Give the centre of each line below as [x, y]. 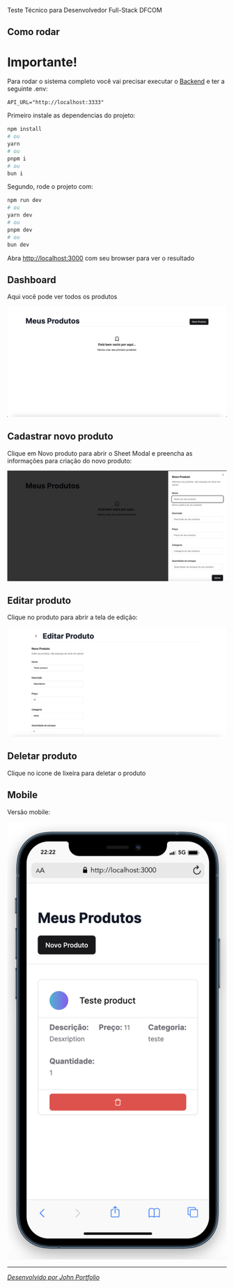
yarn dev [20, 215]
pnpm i [17, 159]
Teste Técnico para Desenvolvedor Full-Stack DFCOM [85, 10]
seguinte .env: [28, 89]
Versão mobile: [29, 812]
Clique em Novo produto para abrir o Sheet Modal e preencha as [100, 453]
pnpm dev [20, 230]
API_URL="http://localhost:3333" [56, 103]
